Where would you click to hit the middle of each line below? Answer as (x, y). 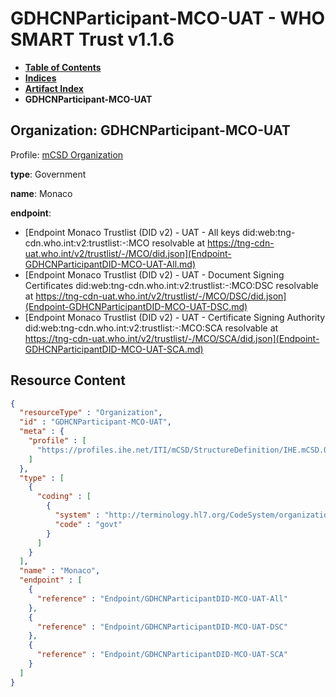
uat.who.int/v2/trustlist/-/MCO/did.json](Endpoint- (128, 253)
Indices (40, 78)
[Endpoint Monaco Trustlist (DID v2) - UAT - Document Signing (154, 274)
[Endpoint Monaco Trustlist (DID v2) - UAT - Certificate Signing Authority (175, 317)
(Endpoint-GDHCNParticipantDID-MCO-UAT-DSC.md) (136, 306)
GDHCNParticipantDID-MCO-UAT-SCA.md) (114, 349)
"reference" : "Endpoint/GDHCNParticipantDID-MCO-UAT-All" (162, 598)
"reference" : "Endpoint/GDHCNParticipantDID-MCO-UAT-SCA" (162, 655)
